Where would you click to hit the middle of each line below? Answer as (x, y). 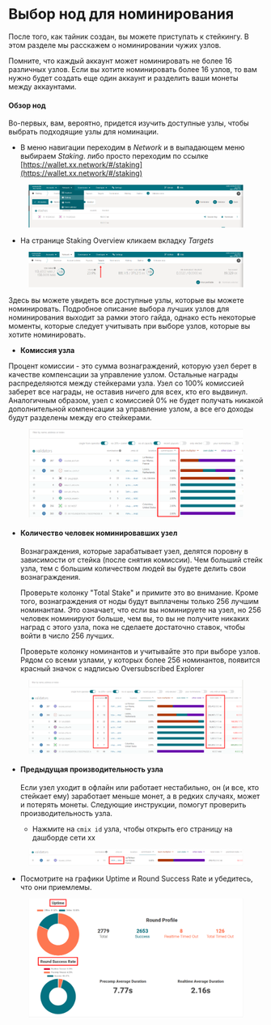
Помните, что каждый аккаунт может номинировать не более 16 (121, 61)
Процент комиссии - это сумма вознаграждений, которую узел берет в (133, 366)
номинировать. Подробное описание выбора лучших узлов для (119, 308)
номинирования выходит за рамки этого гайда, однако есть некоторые (132, 317)
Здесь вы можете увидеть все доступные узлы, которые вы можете (126, 300)
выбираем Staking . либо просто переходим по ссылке (114, 156)
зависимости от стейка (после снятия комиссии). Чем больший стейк (141, 560)
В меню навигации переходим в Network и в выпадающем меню (132, 147)
